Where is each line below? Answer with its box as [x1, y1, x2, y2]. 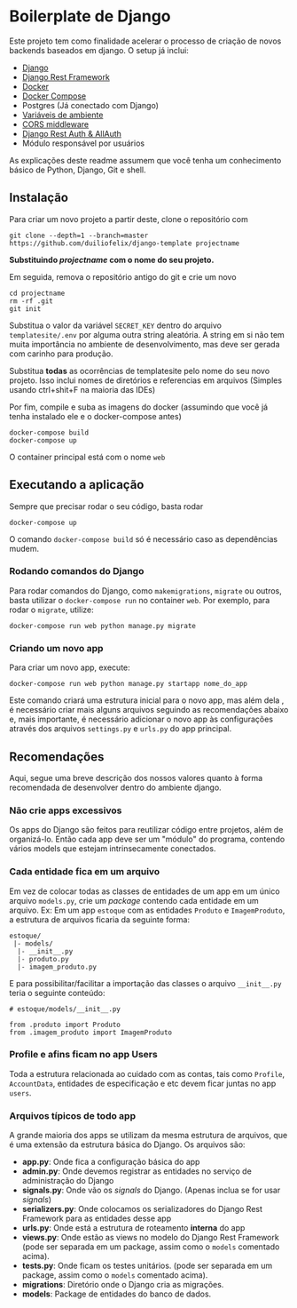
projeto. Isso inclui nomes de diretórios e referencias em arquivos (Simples [9, 375, 282, 386]
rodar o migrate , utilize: [9, 604, 95, 615]
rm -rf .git [9, 296, 53, 306]
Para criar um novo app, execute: [9, 662, 130, 673]
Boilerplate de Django [9, 6, 171, 27]
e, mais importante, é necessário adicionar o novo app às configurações [9, 714, 273, 725]
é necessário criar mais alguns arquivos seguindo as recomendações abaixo [9, 705, 289, 715]
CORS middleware [21, 118, 90, 130]
